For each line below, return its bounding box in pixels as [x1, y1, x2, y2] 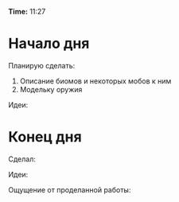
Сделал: [8, 154, 36, 164]
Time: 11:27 [8, 7, 46, 16]
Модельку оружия [19, 84, 83, 94]
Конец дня [8, 128, 82, 146]
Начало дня [8, 35, 90, 52]
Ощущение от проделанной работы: [8, 185, 131, 194]
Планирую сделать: [8, 60, 76, 70]
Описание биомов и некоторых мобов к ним [19, 76, 172, 86]
